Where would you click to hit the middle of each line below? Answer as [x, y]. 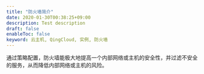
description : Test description [46, 23]
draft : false [23, 29]
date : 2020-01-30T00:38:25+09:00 [49, 17]
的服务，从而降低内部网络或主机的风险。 [57, 65]
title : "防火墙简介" [30, 12]
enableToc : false [28, 34]
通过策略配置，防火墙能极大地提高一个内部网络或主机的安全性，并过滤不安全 [102, 57]
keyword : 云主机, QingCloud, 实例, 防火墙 [57, 40]
